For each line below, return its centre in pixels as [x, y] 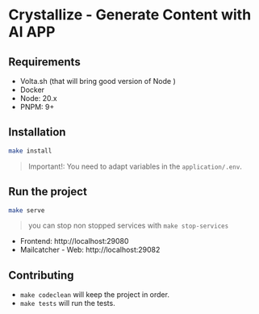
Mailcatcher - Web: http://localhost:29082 [90, 250]
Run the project [48, 192]
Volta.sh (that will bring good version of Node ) [98, 81]
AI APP [32, 32]
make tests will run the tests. [67, 304]
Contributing [41, 275]
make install [30, 151]
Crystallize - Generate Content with [130, 15]
